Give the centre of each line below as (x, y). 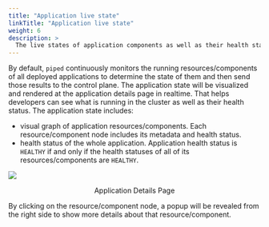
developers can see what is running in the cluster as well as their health (126, 102)
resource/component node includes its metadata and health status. (130, 135)
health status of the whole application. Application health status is (128, 143)
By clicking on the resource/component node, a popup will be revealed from (134, 206)
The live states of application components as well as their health (132, 46)
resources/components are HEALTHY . (79, 160)
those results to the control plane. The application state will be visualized (128, 86)
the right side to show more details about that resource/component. (120, 215)
